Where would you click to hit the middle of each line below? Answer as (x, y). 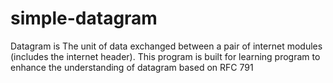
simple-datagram (84, 18)
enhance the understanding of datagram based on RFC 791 (132, 67)
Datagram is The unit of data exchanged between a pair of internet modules (166, 46)
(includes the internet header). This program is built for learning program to (165, 56)
